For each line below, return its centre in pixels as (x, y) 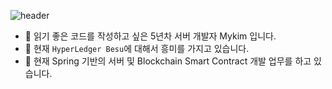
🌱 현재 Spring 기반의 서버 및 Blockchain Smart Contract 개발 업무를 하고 (168, 61)
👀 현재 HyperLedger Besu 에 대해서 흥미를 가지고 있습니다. (137, 48)
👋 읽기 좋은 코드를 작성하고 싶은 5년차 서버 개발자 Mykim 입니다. (150, 36)
